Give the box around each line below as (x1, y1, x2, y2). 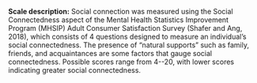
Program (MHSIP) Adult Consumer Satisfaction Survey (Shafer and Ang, (8, 24, 243, 32)
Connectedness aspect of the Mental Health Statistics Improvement (8, 15, 229, 25)
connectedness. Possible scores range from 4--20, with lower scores (8, 57, 235, 66)
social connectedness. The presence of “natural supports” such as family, (8, 40, 249, 50)
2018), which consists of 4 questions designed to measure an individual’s (8, 32, 247, 41)
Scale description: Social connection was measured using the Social (8, 7, 233, 16)
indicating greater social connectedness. (8, 66, 141, 74)
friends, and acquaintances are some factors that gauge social (8, 49, 212, 58)
